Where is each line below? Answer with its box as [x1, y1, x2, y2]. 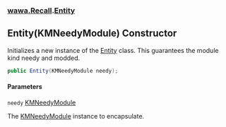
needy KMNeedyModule [7, 98, 76, 107]
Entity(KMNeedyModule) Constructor [7, 28, 177, 40]
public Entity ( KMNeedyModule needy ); [7, 67, 119, 74]
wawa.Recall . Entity [7, 6, 76, 16]
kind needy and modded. [7, 54, 81, 62]
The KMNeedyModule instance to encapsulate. [7, 111, 145, 120]
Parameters [7, 83, 42, 91]
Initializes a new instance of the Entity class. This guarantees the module [7, 46, 219, 54]
